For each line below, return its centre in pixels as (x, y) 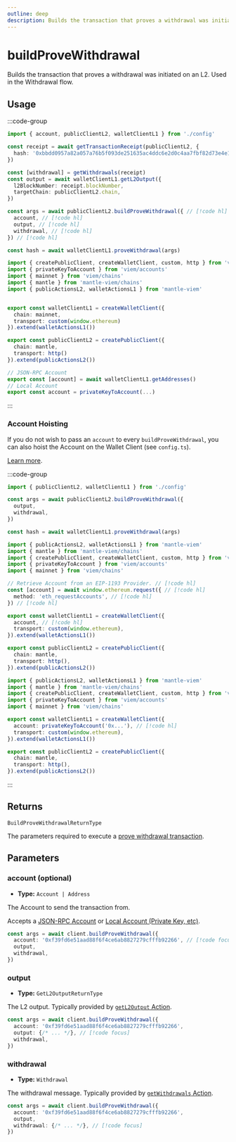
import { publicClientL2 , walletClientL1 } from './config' (97, 487)
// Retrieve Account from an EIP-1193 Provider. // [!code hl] (102, 584)
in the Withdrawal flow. (40, 82)
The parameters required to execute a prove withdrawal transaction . (106, 836)
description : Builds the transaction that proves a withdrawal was (108, 20)
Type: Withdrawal (43, 1079)
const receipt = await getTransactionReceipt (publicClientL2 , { (103, 147)
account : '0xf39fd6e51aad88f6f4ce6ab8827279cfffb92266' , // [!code (114, 940)
